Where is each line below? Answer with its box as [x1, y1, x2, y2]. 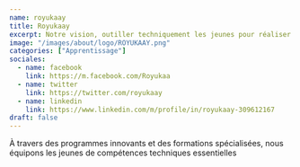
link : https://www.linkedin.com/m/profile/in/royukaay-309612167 [25, 105, 276, 114]
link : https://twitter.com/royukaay [25, 88, 163, 97]
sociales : [9, 55, 47, 64]
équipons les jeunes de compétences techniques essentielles [9, 147, 237, 158]
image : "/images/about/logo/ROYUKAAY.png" [9, 38, 171, 48]
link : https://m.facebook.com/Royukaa [25, 72, 171, 81]
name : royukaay [9, 13, 66, 22]
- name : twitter [17, 80, 78, 89]
